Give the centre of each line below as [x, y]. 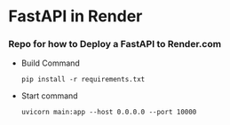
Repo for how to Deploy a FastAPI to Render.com [115, 44]
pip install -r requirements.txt [83, 80]
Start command [49, 96]
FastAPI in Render [75, 16]
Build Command [51, 63]
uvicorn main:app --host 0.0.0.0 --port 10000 [109, 113]
